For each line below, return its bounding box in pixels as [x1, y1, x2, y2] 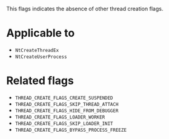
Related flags [6, 74, 74, 88]
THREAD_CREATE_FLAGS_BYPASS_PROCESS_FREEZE [15, 127, 127, 133]
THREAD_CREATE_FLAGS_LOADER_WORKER [15, 114, 105, 120]
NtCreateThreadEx [15, 47, 59, 53]
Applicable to [6, 27, 75, 40]
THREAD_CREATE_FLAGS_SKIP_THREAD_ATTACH [15, 101, 119, 108]
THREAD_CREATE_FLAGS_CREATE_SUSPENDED [15, 95, 113, 101]
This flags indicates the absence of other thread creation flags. [6, 5, 164, 12]
